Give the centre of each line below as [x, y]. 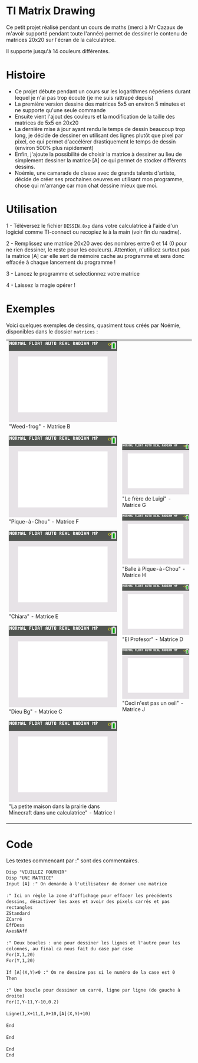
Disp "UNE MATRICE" [30, 878]
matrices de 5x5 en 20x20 [47, 123]
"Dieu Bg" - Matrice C [36, 711]
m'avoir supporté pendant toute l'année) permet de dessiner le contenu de [97, 33]
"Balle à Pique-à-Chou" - [154, 569]
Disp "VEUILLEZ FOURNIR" [37, 872]
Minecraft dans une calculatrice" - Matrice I [62, 812]
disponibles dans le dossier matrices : [52, 331]
